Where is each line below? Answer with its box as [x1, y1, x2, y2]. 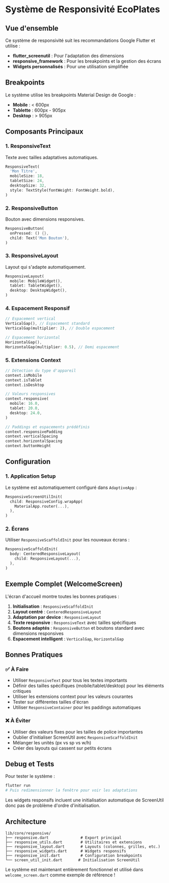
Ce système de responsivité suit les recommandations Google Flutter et [5, 37, 155, 43]
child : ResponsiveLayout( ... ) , [14, 556, 81, 561]
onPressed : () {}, [10, 230, 49, 236]
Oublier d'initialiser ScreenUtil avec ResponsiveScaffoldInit [12, 734, 138, 740]
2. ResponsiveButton [5, 204, 58, 212]
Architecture [5, 817, 47, 826]
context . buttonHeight [5, 444, 51, 449]
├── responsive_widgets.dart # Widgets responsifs [5, 848, 126, 853]
